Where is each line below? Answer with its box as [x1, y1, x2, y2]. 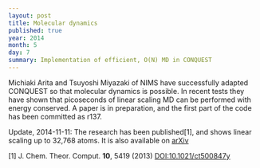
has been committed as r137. [8, 111, 102, 121]
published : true [8, 26, 62, 34]
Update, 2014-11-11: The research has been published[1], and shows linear [8, 127, 252, 136]
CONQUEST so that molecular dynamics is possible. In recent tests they [8, 86, 245, 96]
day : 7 [8, 49, 30, 57]
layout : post [8, 11, 52, 20]
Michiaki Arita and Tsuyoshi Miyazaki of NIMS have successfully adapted [8, 77, 249, 88]
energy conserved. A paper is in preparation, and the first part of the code [8, 103, 253, 112]
